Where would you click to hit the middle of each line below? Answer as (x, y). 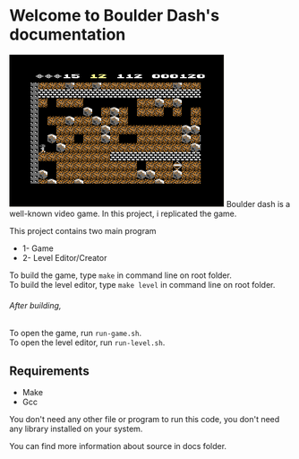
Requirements (49, 371)
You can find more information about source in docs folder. (118, 446)
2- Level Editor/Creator (64, 257)
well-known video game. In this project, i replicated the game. (123, 213)
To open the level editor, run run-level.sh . (87, 342)
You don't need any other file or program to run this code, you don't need (145, 419)
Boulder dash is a (258, 204)
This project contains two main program (83, 230)
